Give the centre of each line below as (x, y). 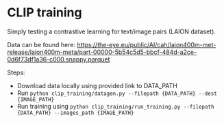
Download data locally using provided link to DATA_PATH (97, 85)
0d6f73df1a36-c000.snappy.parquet (59, 59)
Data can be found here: (41, 44)
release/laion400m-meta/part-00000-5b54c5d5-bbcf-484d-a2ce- (102, 52)
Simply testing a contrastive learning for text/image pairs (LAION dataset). (111, 31)
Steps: (16, 72)
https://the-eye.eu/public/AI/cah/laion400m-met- (147, 44)
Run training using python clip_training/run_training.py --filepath (115, 106)
